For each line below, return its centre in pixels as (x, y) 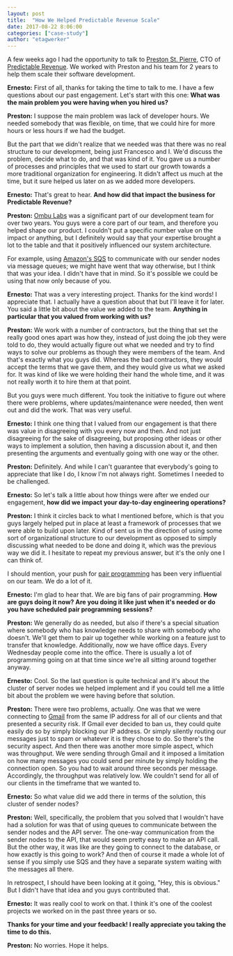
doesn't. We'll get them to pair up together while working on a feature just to (116, 638)
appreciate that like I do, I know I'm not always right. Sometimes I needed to (116, 474)
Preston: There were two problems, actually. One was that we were (104, 709)
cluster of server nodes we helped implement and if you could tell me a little (116, 688)
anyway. (19, 667)
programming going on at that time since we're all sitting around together (112, 660)
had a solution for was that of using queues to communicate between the (112, 825)
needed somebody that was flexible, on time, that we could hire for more (111, 123)
